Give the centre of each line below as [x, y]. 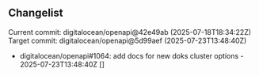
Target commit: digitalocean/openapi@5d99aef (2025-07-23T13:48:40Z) [128, 40]
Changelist [36, 13]
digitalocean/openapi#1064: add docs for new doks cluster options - [131, 55]
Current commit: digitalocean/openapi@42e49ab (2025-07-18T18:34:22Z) [130, 32]
